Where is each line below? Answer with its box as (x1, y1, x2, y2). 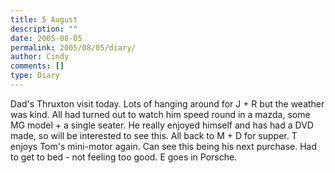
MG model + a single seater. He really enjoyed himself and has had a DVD (10, 119, 314, 131)
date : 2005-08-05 (10, 33, 83, 43)
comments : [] (10, 61, 65, 71)
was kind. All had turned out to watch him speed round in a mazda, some (10, 108, 311, 120)
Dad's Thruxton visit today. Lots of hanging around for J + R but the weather (10, 97, 325, 110)
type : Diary (10, 71, 60, 81)
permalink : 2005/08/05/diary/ (10, 42, 137, 53)
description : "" (10, 24, 78, 34)
